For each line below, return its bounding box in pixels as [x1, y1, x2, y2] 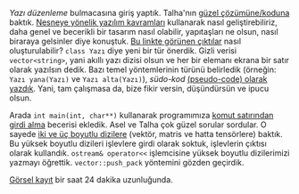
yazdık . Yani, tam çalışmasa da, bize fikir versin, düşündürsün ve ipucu [9, 84, 270, 93]
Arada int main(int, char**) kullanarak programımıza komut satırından [9, 110, 274, 120]
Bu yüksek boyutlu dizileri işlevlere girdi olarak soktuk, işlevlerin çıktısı [9, 138, 268, 149]
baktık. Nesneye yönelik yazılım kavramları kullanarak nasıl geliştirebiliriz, [9, 17, 278, 28]
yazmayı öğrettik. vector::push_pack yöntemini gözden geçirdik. [9, 158, 245, 167]
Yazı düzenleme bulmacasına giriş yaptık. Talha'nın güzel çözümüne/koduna [9, 8, 290, 18]
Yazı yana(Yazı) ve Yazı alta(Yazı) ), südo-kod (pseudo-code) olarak [9, 74, 268, 84]
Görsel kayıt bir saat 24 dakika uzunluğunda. [9, 174, 174, 185]
